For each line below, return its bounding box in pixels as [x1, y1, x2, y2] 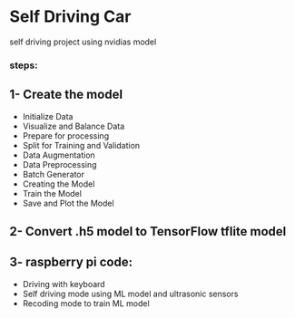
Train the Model [22, 188, 82, 198]
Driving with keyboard [22, 278, 106, 289]
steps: [9, 59, 38, 72]
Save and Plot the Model [22, 198, 115, 208]
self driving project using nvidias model [9, 36, 157, 47]
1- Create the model [9, 87, 123, 102]
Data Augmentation [22, 149, 95, 160]
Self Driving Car [9, 6, 132, 27]
